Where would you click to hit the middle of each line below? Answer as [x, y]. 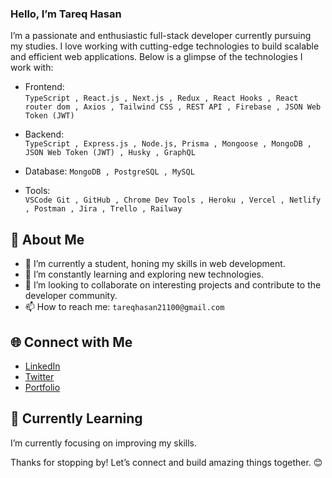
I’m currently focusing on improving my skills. [103, 443]
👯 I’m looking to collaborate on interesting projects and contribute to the [173, 285]
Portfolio [42, 387]
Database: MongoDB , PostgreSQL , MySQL [109, 171]
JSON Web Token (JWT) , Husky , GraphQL [110, 153]
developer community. [71, 296]
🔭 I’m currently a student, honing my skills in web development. [155, 264]
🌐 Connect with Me [71, 342]
